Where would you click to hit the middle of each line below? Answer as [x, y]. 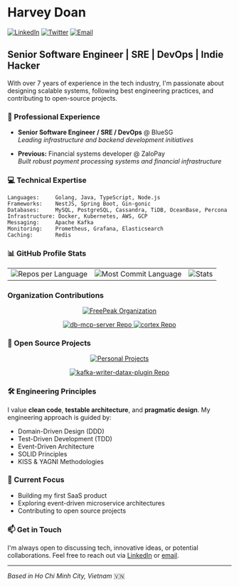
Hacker [24, 66]
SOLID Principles [42, 453]
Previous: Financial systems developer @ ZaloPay [91, 154]
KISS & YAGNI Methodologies [61, 461]
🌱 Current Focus [36, 480]
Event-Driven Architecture [56, 446]
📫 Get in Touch [34, 529]
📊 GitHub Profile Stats [47, 254]
